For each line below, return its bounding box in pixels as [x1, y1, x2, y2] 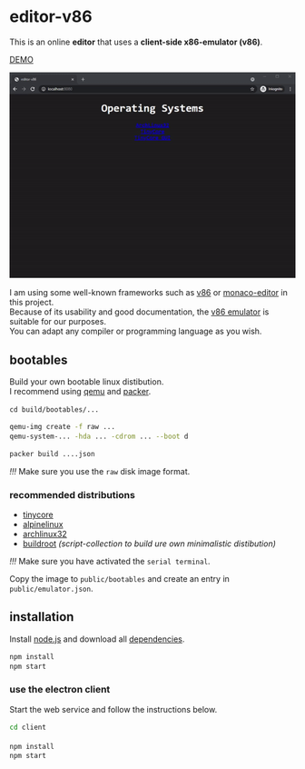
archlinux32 [22, 528, 68, 539]
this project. [9, 297, 54, 308]
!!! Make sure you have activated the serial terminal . [9, 555, 211, 566]
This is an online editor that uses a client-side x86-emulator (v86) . [9, 36, 263, 47]
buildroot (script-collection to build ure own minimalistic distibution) [22, 538, 277, 549]
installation [9, 609, 74, 624]
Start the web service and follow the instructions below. [9, 704, 218, 714]
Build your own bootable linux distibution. [9, 376, 164, 387]
